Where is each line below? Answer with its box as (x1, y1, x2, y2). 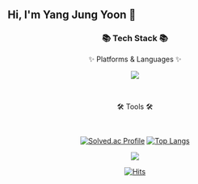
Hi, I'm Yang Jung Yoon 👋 (7, 8, 137, 22)
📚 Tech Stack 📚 (101, 33, 169, 44)
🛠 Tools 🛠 (116, 102, 154, 111)
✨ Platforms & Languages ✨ (88, 54, 182, 64)
